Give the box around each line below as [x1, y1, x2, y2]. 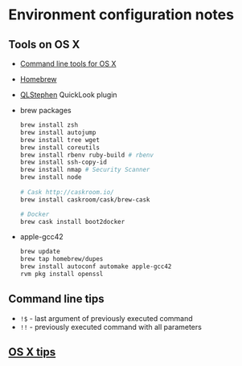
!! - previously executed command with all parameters [19, 322, 203, 331]
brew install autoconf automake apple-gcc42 [19, 262, 172, 270]
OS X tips [8, 345, 56, 359]
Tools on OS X [8, 38, 80, 51]
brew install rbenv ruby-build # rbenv [19, 151, 154, 159]
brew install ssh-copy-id [19, 158, 107, 166]
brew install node [19, 173, 82, 181]
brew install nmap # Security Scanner [19, 166, 150, 174]
